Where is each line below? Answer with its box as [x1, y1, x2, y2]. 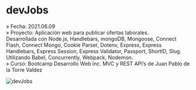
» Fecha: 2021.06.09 [6, 23, 56, 30]
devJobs [6, 4, 49, 17]
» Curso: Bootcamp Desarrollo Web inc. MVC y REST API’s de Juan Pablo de [6, 60, 190, 67]
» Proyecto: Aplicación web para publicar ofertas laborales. [6, 29, 149, 36]
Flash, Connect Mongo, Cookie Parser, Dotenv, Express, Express [6, 41, 162, 49]
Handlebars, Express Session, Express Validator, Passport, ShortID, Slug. [6, 47, 181, 54]
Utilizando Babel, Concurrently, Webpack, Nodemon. [6, 54, 133, 61]
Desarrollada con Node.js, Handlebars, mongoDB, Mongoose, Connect [6, 35, 177, 42]
